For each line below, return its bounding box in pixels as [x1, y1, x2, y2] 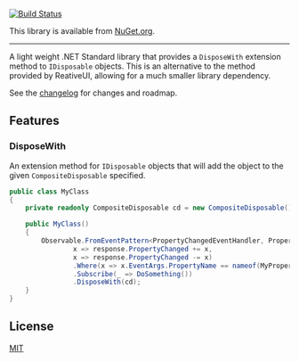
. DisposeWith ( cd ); [72, 277, 141, 287]
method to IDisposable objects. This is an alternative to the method [9, 61, 256, 71]
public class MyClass [9, 187, 90, 196]
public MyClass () [25, 219, 90, 229]
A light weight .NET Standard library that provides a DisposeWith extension [9, 52, 282, 62]
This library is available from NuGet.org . [9, 26, 156, 36]
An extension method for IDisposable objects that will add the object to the [9, 160, 284, 171]
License [9, 319, 54, 334]
